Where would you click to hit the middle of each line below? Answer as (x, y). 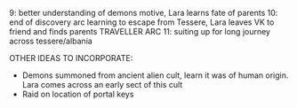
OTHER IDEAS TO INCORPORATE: (71, 58)
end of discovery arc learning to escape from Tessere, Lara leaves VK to (142, 22)
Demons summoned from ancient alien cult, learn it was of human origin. (155, 75)
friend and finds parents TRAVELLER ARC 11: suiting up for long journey (140, 31)
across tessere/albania (51, 41)
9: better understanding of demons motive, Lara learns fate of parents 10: (144, 13)
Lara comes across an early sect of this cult (102, 85)
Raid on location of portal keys (78, 94)
